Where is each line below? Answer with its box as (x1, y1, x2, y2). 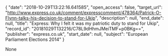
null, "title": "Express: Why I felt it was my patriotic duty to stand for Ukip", (5, 20, 160, 26)
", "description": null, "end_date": (95, 15, 164, 21)
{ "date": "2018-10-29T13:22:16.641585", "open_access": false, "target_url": (5, 5, 163, 10)
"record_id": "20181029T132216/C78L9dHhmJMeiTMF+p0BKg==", (5, 26, 144, 32)
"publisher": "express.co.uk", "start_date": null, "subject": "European (5, 31, 148, 37)
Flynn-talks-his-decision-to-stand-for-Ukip (5, 15, 96, 21)
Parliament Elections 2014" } (5, 36, 65, 42)
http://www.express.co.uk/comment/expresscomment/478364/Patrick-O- (7, 10, 162, 16)
